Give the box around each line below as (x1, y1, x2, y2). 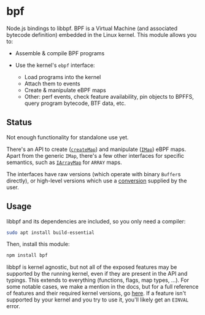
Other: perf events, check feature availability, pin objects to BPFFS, (24, 93, 195, 100)
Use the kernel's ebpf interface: (15, 61, 95, 69)
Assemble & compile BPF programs (15, 49, 105, 56)
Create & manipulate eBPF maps (24, 86, 106, 93)
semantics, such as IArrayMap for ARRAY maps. (6, 158, 122, 166)
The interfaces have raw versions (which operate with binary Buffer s (6, 170, 181, 177)
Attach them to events (24, 80, 81, 87)
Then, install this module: (6, 241, 70, 248)
